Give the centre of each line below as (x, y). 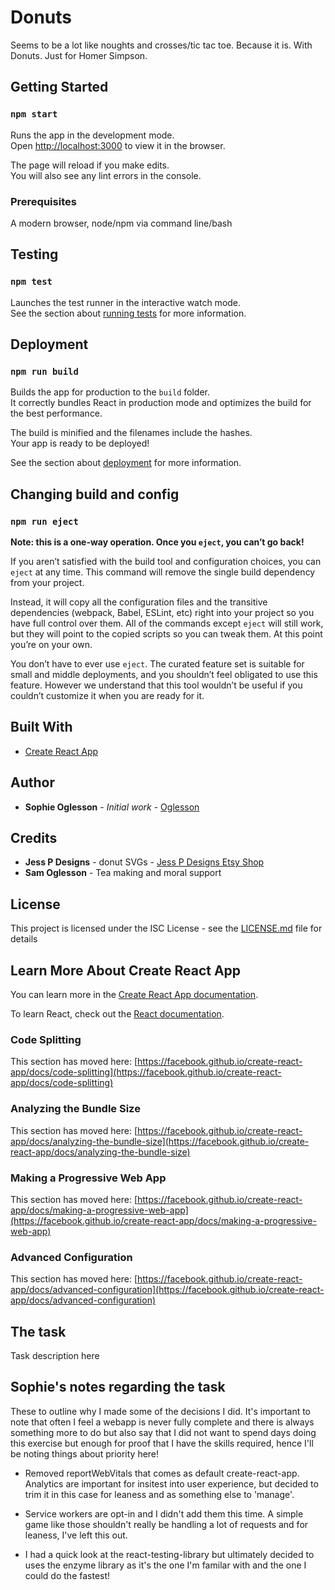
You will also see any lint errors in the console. (106, 175)
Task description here (55, 1356)
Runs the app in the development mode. (92, 135)
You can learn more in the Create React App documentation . (134, 995)
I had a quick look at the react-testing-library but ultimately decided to (169, 1554)
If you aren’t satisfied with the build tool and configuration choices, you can (166, 561)
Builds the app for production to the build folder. (110, 392)
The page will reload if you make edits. (90, 165)
